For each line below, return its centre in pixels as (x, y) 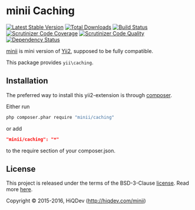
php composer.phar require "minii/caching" (60, 117)
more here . (19, 189)
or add (14, 128)
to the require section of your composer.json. (61, 151)
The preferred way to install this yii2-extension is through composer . (89, 95)
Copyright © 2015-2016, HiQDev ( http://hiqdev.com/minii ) (76, 201)
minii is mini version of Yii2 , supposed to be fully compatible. (80, 51)
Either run (18, 106)
